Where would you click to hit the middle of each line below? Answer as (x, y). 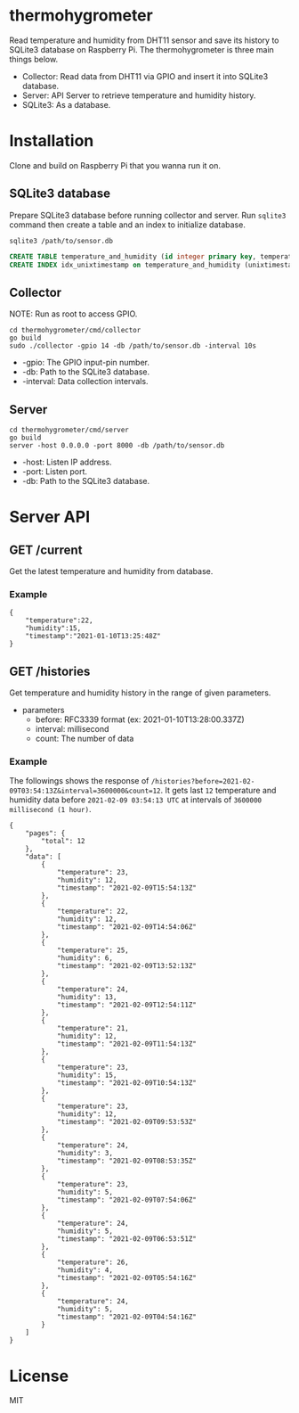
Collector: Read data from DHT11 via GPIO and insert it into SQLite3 (145, 76)
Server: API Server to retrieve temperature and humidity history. (139, 95)
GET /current (46, 550)
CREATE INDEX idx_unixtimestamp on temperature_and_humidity (125, 265)
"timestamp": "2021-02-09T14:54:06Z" (127, 927)
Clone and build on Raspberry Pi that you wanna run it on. (115, 165)
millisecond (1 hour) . (50, 809)
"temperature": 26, (93, 1262)
